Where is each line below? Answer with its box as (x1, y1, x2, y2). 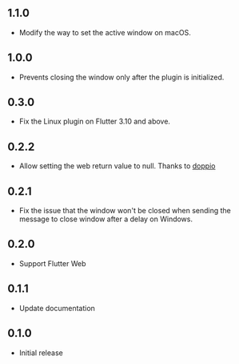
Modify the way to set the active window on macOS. (18, 27, 191, 37)
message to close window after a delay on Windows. (18, 214, 193, 224)
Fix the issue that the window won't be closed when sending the (18, 206, 231, 216)
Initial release (18, 348, 63, 358)
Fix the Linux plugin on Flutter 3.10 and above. (18, 116, 171, 127)
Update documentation (18, 303, 95, 313)
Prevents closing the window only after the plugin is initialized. (18, 72, 225, 82)
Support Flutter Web (18, 258, 86, 268)
